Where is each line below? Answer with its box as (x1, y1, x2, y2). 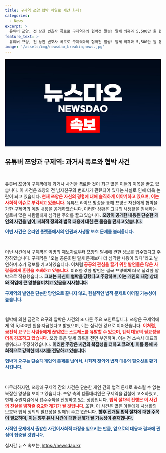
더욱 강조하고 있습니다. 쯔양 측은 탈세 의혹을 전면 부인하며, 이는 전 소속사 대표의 (5, 335, 158, 341)
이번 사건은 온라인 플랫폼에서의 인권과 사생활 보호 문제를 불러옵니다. (5, 229, 134, 235)
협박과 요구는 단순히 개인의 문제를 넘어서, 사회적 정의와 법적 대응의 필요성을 (5, 358, 148, 364)
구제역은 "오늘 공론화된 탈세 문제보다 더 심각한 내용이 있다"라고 (31, 255, 153, 261)
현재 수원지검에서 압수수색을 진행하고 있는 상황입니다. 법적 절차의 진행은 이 (5, 397, 148, 403)
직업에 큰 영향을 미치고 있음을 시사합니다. (10, 280, 89, 286)
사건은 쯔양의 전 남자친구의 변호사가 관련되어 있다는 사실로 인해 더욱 (24, 187, 156, 193)
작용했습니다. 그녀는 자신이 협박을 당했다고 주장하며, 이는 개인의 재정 (18, 273, 149, 279)
